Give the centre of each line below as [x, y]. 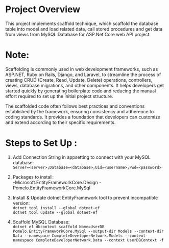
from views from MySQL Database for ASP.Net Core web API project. [78, 34]
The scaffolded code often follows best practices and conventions [75, 106]
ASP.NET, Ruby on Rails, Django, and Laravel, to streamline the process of [83, 75]
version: [21, 203]
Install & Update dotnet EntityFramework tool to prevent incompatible [85, 197]
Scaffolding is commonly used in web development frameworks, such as [82, 69]
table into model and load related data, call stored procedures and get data [84, 29]
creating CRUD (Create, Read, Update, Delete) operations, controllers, [79, 80]
